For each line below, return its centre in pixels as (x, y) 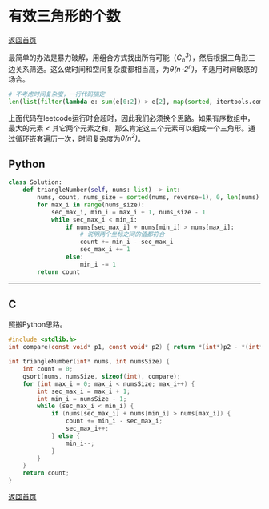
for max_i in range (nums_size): (91, 205)
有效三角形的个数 (65, 16)
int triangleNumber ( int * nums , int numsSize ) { (89, 362)
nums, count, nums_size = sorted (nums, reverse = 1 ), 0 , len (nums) (149, 198)
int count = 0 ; (48, 369)
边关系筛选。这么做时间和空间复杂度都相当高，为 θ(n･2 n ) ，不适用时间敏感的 (133, 69)
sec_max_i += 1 (105, 250)
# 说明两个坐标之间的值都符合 (122, 234)
